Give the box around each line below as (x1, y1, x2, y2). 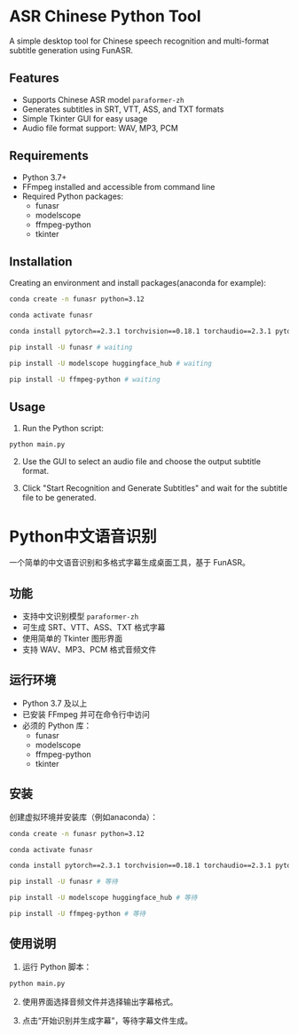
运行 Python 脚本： (21, 961, 92, 972)
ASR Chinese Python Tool (9, 6, 201, 27)
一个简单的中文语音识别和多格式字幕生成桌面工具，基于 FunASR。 (9, 557, 250, 568)
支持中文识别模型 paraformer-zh (21, 611, 139, 622)
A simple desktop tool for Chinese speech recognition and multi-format (9, 36, 270, 46)
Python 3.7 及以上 (21, 698, 88, 708)
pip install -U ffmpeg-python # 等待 (9, 910, 146, 919)
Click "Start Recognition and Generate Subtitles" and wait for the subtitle (21, 483, 288, 493)
